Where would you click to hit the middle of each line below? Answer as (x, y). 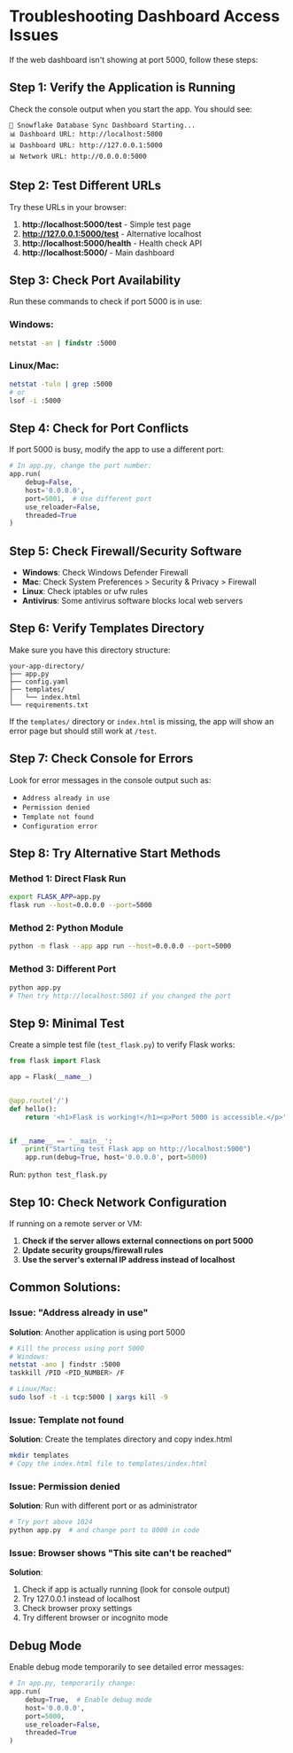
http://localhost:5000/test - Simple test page (107, 224)
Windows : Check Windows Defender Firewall (105, 573)
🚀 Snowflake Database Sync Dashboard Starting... (103, 125)
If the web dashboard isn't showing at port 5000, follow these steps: (134, 59)
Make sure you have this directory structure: (90, 650)
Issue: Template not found (67, 1420)
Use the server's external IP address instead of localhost (128, 1260)
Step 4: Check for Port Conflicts (99, 428)
